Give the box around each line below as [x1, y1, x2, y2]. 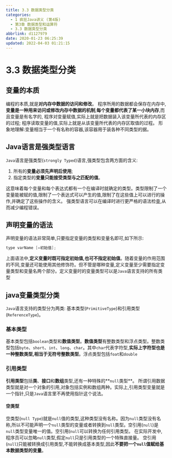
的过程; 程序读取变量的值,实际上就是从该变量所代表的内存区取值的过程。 [6, 119, 158, 126]
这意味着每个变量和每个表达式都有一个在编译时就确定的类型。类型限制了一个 [6, 185, 167, 191]
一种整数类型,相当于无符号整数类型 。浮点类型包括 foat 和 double [6, 351, 138, 357]
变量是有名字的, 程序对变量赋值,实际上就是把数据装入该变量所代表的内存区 [10, 113, 166, 119]
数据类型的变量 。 [10, 447, 46, 453]
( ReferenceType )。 [6, 312, 44, 318]
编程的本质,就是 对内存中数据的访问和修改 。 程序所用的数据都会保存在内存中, [6, 101, 166, 107]
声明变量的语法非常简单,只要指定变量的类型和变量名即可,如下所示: [6, 235, 144, 242]
